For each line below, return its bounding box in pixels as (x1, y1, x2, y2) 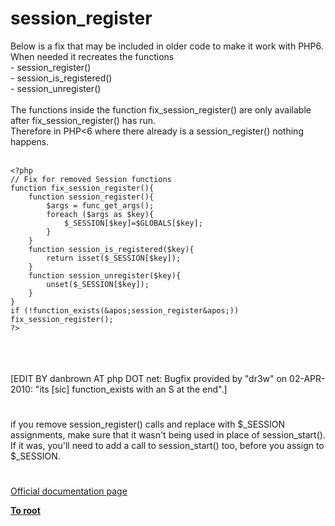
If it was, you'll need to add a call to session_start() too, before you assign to (10, 440, 325, 452)
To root (10, 505, 41, 517)
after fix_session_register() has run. (10, 114, 157, 126)
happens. (10, 135, 50, 147)
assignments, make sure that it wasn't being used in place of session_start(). (10, 429, 326, 441)
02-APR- (289, 372, 326, 384)
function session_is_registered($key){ (28, 244, 195, 254)
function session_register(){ (28, 192, 155, 202)
